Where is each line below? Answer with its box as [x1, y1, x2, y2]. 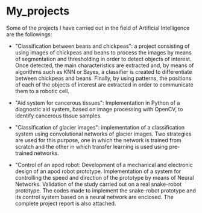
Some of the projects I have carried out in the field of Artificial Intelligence [6, 24, 190, 31]
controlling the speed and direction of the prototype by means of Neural [14, 174, 194, 181]
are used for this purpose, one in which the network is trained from [14, 136, 182, 143]
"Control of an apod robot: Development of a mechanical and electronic [14, 161, 193, 168]
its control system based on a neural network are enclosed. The [14, 193, 174, 200]
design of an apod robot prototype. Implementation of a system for [14, 168, 181, 175]
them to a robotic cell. [14, 87, 69, 94]
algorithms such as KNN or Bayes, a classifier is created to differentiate [14, 68, 192, 75]
